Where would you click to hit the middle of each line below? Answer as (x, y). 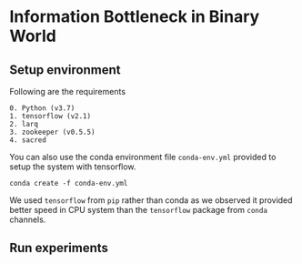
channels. (28, 219)
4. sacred (28, 140)
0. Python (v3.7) (42, 108)
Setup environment (65, 70)
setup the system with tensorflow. (73, 167)
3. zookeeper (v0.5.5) (52, 132)
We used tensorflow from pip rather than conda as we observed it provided (151, 200)
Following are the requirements (67, 91)
